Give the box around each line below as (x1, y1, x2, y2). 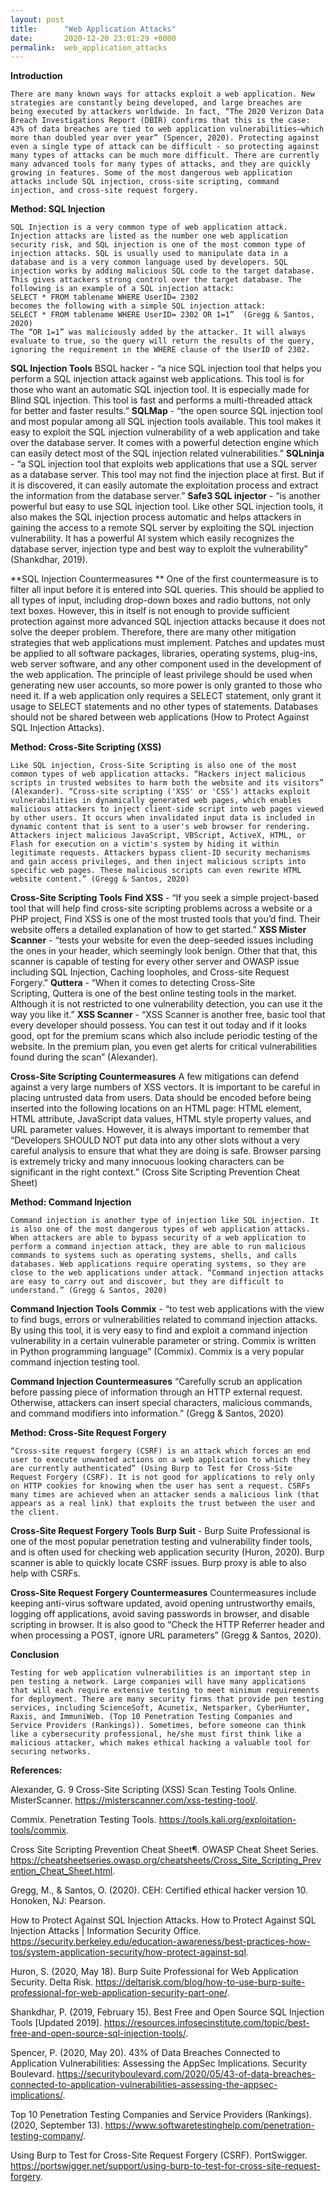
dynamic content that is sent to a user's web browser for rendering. (10, 822, 311, 832)
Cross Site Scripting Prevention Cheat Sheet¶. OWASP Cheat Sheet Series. (10, 1844, 319, 1856)
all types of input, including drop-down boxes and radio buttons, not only (10, 594, 312, 606)
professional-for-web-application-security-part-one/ (10, 1987, 228, 1999)
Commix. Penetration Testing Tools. (10, 1814, 157, 1826)
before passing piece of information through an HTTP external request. (10, 1386, 303, 1398)
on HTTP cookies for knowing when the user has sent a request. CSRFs (10, 1481, 311, 1491)
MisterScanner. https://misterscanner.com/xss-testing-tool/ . (10, 1794, 258, 1806)
